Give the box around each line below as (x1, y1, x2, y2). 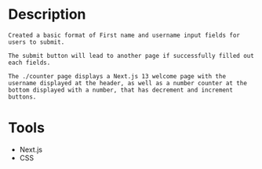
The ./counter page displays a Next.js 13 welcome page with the (8, 72, 226, 80)
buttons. (8, 92, 37, 101)
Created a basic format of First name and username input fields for (8, 31, 241, 39)
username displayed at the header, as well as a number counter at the (8, 79, 247, 87)
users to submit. (8, 38, 65, 46)
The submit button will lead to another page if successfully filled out (8, 52, 255, 59)
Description (8, 5, 86, 23)
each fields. (8, 59, 51, 67)
